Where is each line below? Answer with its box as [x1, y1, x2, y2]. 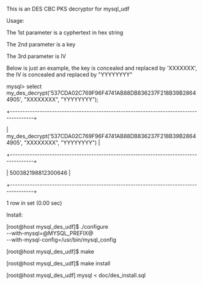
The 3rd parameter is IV [6, 53, 66, 60]
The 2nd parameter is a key [6, 41, 76, 48]
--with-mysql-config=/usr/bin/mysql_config [6, 236, 117, 243]
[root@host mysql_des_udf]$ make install [6, 260, 111, 267]
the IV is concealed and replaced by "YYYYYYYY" [6, 71, 133, 78]
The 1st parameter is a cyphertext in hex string [6, 29, 124, 36]
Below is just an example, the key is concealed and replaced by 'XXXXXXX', [6, 64, 197, 72]
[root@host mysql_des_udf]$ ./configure [6, 223, 109, 230]
